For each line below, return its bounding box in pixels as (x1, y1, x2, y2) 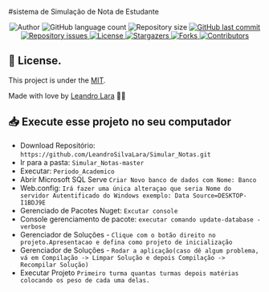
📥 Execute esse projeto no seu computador (8, 116, 231, 129)
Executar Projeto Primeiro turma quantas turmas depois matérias (19, 268, 239, 278)
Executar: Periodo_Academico (19, 166, 115, 176)
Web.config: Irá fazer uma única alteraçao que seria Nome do (19, 183, 231, 193)
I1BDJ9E (19, 198, 46, 207)
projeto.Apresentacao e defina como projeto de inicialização (19, 238, 233, 246)
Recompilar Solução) (19, 261, 89, 269)
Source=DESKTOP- (192, 192, 247, 200)
